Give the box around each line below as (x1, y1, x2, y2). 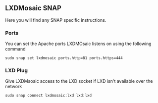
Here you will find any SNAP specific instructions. (5, 17, 106, 23)
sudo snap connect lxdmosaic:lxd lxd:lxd (5, 93, 92, 98)
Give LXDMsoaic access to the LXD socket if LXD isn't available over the (5, 78, 153, 84)
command (5, 46, 26, 52)
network (5, 84, 22, 90)
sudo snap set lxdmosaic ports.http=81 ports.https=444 (5, 55, 123, 61)
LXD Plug (5, 67, 28, 74)
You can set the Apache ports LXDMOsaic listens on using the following (5, 41, 152, 47)
